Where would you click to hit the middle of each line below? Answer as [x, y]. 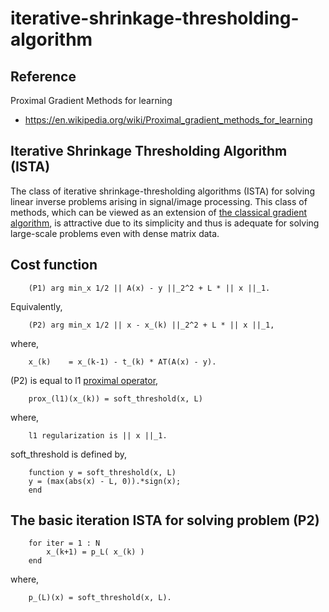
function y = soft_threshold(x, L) [102, 472]
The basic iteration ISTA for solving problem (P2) [165, 520]
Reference [43, 76]
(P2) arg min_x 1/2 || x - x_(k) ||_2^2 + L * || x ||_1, [151, 325]
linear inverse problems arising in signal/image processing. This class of [159, 201]
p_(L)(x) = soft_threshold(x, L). [100, 598]
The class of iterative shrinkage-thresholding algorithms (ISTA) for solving [162, 191]
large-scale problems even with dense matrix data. [115, 233]
